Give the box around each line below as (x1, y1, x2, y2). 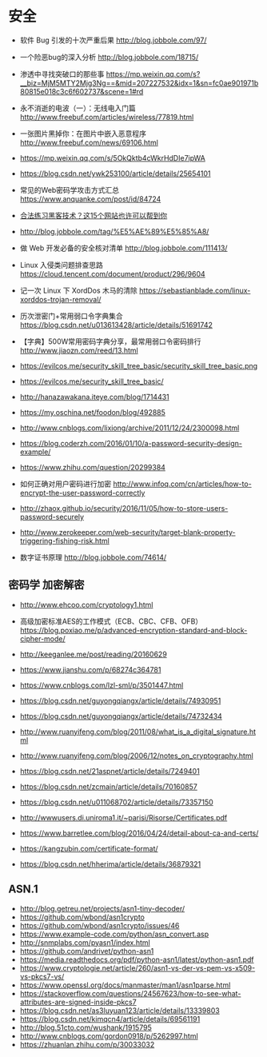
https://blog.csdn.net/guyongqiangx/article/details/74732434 (19, 711, 222, 720)
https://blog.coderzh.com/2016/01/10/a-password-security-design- (19, 438, 242, 448)
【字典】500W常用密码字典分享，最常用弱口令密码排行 (19, 337, 201, 346)
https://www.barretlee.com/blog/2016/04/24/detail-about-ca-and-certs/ (19, 828, 259, 838)
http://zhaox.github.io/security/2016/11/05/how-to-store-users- (19, 503, 229, 513)
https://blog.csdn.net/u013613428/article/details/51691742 (19, 320, 213, 329)
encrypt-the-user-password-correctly (19, 488, 145, 497)
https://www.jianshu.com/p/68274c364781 (19, 664, 161, 674)
